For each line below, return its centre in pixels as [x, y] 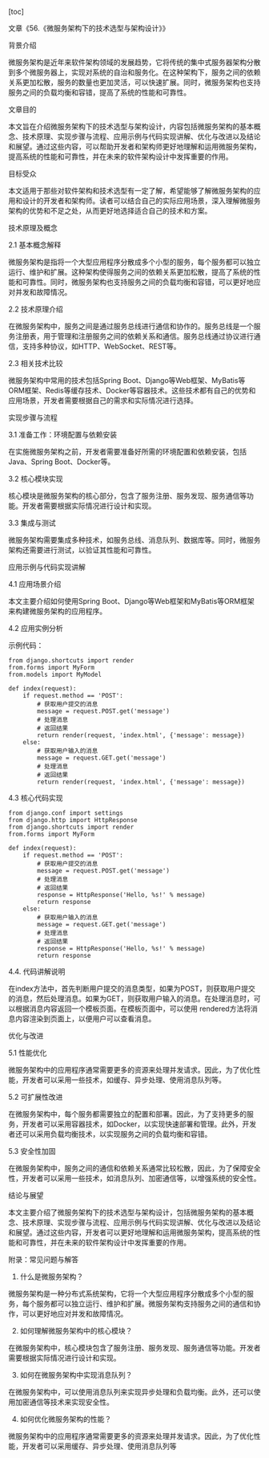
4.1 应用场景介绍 [35, 584]
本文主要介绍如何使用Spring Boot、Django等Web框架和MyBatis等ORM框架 [131, 601]
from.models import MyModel [55, 674]
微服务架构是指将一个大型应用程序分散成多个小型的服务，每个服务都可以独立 [134, 262]
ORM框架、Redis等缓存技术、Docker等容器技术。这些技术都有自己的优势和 [132, 390]
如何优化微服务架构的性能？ [66, 1419]
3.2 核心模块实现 [36, 479]
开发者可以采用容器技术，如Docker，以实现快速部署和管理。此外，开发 [139, 1124]
